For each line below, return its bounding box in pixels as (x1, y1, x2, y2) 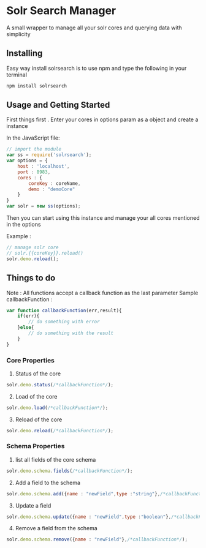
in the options (6, 221, 41, 228)
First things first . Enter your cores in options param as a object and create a (6, 116, 199, 123)
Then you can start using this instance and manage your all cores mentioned (6, 214, 200, 222)
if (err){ (17, 313, 40, 319)
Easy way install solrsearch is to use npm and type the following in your (6, 64, 187, 72)
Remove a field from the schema (15, 525, 98, 532)
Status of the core (15, 370, 61, 377)
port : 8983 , (17, 169, 51, 175)
